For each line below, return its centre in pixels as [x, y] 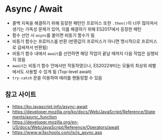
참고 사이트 [21, 95]
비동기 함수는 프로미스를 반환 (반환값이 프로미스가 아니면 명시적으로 [76, 41]
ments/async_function [34, 117]
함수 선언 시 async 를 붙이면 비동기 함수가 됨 [53, 35]
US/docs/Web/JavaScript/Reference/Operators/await [66, 127]
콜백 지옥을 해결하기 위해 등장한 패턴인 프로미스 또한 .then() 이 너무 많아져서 [85, 23]
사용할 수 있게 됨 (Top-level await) [58, 71]
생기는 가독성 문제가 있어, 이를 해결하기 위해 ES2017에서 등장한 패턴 [77, 29]
